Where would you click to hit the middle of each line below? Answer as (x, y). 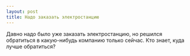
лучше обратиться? (31, 46)
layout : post (22, 11)
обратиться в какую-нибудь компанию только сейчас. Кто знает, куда (95, 40)
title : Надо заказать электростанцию (53, 17)
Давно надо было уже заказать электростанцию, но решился (84, 34)
